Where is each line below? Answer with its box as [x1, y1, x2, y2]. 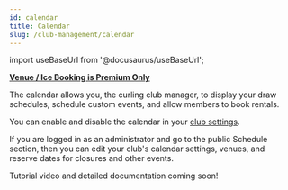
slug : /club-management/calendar [9, 30, 135, 39]
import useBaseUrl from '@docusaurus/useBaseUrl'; [9, 55, 204, 66]
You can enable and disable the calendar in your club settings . [9, 116, 240, 127]
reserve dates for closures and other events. [9, 153, 174, 164]
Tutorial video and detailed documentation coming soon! [9, 170, 219, 181]
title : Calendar [9, 22, 70, 31]
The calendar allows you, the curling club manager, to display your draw [9, 89, 277, 100]
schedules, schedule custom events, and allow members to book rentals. [9, 99, 280, 110]
